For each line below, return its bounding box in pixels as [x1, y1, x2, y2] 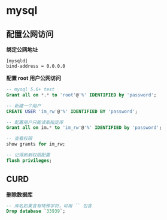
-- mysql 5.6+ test [6, 86, 55, 92]
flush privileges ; [6, 157, 52, 164]
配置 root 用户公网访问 [6, 74, 62, 82]
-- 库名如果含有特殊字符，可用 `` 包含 [6, 203, 92, 209]
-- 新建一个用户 [6, 103, 41, 109]
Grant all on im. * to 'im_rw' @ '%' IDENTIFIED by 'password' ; [6, 125, 162, 131]
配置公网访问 [6, 29, 54, 39]
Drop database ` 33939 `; [6, 208, 66, 215]
